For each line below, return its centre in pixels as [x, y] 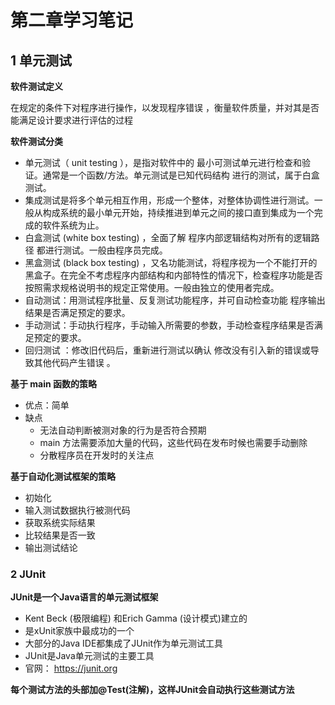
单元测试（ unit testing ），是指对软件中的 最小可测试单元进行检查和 [163, 162]
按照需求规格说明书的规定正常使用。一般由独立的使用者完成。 [152, 287]
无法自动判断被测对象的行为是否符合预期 [123, 430]
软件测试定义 [36, 86]
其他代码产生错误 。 [74, 362]
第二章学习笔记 [72, 20]
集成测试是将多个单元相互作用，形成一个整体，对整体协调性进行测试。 [169, 200]
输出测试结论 [51, 547]
